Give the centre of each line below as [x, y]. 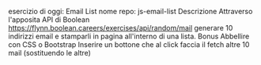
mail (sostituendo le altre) [49, 53]
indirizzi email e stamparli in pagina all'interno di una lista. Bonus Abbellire [129, 36]
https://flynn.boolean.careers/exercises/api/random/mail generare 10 [121, 28]
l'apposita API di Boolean [49, 20]
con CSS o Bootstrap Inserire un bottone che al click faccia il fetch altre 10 [129, 45]
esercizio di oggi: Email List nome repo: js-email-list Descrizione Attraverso [130, 11]
